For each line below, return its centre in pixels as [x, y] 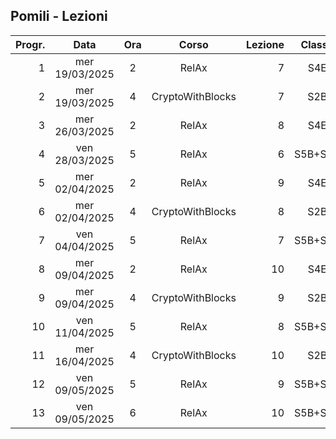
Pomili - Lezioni [59, 16]
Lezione [265, 44]
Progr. [30, 44]
